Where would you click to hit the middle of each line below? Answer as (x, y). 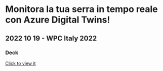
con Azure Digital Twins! (58, 20)
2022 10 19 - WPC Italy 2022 (51, 38)
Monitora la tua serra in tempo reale (81, 9)
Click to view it (21, 63)
